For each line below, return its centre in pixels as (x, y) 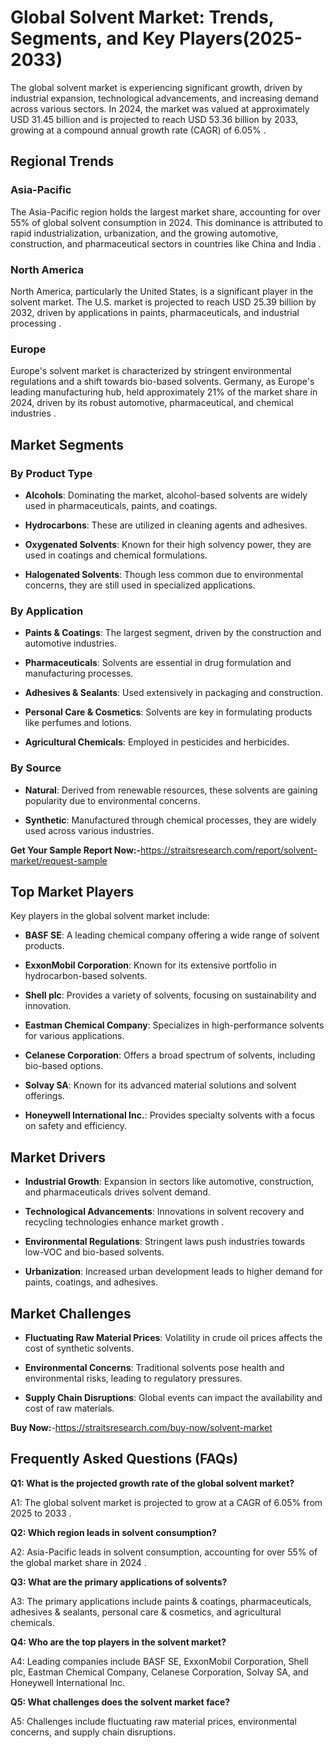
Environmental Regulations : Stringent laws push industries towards (165, 1242)
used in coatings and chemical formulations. (116, 555)
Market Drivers (58, 1157)
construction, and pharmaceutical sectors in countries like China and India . (166, 243)
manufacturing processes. (79, 673)
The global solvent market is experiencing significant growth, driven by (156, 87)
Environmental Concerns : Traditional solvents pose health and (154, 1367)
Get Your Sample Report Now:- (76, 850)
